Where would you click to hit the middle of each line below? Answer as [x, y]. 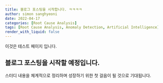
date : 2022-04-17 [23, 18]
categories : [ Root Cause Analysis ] [41, 23]
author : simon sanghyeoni [31, 14]
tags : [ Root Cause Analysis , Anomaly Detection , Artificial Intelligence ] [82, 28]
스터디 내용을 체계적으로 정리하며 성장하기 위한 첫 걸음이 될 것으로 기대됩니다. [78, 75]
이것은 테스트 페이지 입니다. [31, 46]
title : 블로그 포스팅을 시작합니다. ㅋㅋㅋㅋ [44, 9]
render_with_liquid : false [32, 32]
